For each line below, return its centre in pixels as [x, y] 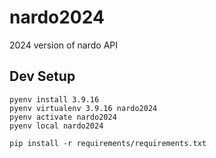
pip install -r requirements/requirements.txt [108, 143]
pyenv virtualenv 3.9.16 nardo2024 [83, 108]
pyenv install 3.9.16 [54, 99]
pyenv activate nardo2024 [63, 117]
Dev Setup [42, 76]
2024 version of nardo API [64, 45]
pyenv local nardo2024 [56, 126]
